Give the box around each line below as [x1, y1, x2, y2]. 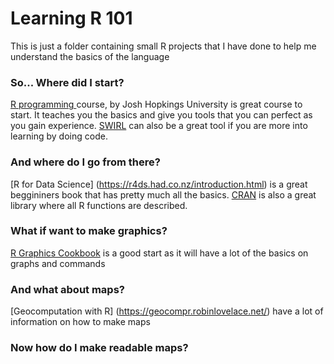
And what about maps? [10, 282, 125, 296]
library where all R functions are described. [10, 199, 188, 211]
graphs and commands [10, 257, 106, 269]
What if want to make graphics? [10, 224, 168, 238]
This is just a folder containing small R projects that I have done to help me [10, 40, 317, 52]
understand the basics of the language [10, 50, 170, 62]
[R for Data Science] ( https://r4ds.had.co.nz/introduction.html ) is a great [10, 178, 308, 190]
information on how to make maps [10, 316, 151, 328]
